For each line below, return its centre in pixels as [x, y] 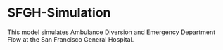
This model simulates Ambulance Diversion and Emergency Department [111, 32]
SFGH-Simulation [59, 13]
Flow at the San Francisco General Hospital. [71, 39]
